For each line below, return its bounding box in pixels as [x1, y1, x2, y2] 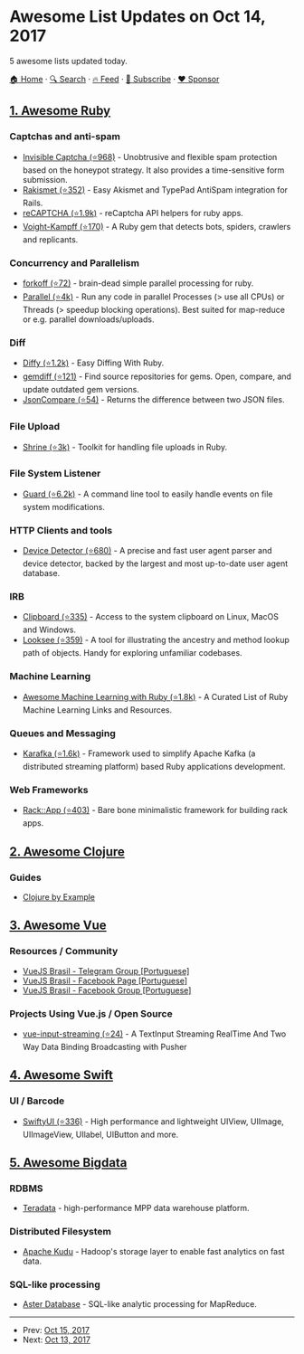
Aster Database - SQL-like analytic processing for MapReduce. [22, 1298, 258, 1309]
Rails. [22, 197, 43, 208]
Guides [9, 871, 43, 884]
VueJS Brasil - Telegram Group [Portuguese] [22, 965, 190, 976]
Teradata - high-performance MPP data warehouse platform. [22, 1203, 250, 1214]
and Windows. [22, 624, 77, 635]
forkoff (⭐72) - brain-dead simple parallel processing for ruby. [22, 278, 254, 289]
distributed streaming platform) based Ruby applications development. [22, 762, 286, 772]
